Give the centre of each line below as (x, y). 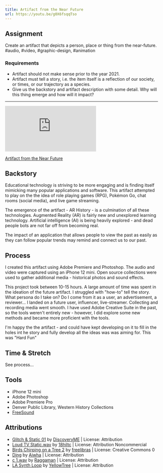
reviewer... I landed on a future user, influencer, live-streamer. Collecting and (81, 302)
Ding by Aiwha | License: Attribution (48, 455)
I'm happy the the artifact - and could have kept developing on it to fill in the (81, 327)
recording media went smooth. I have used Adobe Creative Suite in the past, (81, 308)
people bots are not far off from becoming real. (52, 226)
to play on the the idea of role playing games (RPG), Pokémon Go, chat (76, 195)
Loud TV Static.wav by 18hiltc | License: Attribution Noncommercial (79, 444)
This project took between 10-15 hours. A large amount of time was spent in (81, 287)
